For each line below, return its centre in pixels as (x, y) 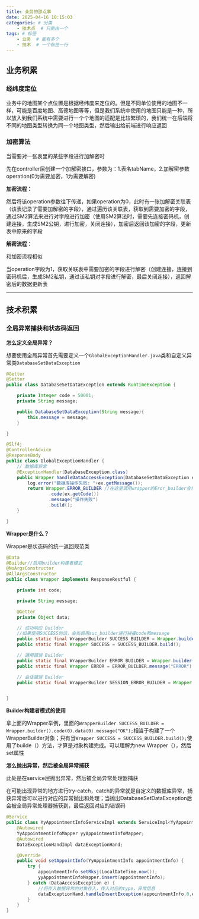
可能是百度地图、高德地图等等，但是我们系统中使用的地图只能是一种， (102, 110)
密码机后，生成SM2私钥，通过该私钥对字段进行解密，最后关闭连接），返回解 (99, 276)
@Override (29, 855)
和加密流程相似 (24, 256)
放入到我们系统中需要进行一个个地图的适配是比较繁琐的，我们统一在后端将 (102, 118)
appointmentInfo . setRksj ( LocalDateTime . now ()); (98, 872)
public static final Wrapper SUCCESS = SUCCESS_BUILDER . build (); (99, 645)
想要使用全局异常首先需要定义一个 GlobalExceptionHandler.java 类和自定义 (97, 355)
